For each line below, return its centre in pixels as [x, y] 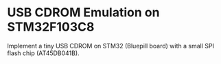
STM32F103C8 [51, 27]
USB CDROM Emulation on [83, 13]
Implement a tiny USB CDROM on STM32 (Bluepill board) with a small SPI [111, 46]
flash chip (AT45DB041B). [44, 53]
